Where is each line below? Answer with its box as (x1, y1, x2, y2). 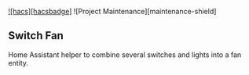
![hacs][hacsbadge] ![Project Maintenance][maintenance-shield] (8, 7, 217, 16)
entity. (8, 58, 29, 67)
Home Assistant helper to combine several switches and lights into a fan (8, 50, 242, 59)
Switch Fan (8, 29, 64, 42)
